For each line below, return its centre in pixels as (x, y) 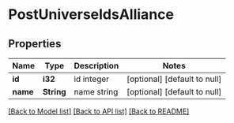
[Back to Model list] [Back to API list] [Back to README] (99, 111)
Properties (35, 44)
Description (96, 66)
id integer (91, 79)
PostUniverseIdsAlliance (91, 15)
